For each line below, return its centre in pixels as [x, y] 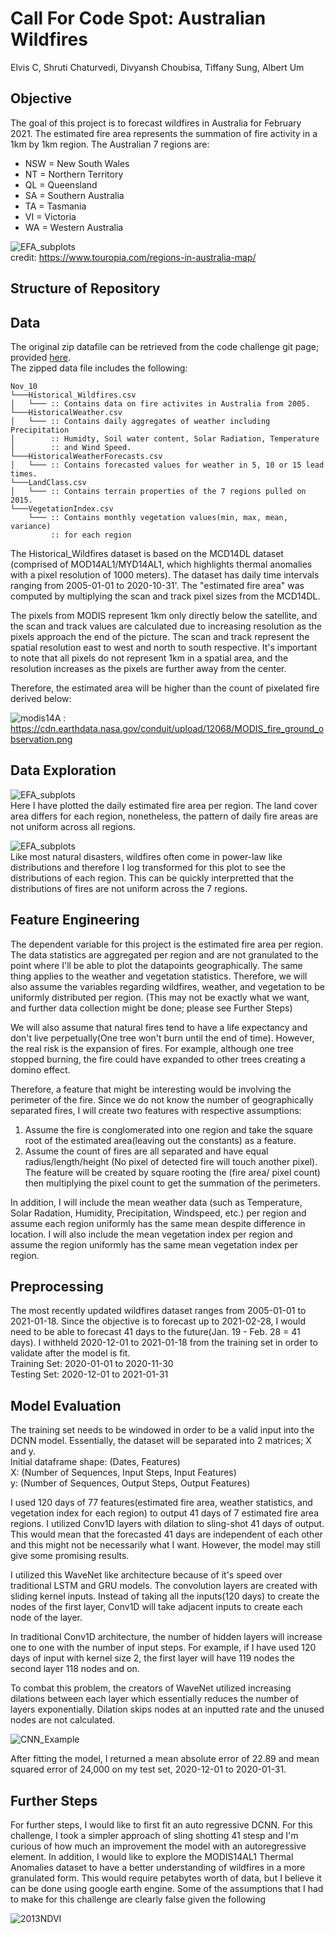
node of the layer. [46, 1618]
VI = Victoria [50, 216]
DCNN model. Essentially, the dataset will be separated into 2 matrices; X [161, 1441]
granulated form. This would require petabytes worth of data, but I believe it [166, 1878]
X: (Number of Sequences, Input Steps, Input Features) [123, 1473]
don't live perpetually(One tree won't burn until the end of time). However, [162, 1038]
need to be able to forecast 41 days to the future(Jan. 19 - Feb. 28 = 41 [155, 1332]
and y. [23, 1451]
